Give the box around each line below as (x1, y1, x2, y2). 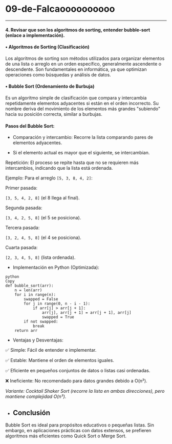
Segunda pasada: (5, 205, 42, 211)
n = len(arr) (14, 288, 42, 293)
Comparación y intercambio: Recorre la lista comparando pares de (12, 134, 154, 140)
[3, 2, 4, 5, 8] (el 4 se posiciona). (5, 234, 82, 241)
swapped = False (24, 297, 58, 302)
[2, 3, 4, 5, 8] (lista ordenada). (5, 254, 76, 260)
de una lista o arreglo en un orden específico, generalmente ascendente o (5, 60, 162, 67)
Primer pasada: (5, 185, 37, 191)
